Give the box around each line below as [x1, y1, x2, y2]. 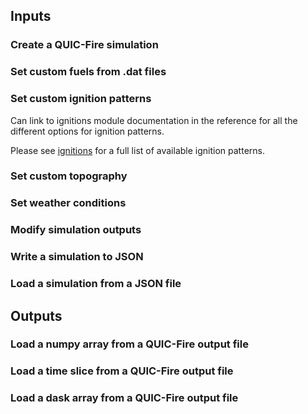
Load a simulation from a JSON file [10, 277, 182, 291]
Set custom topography [10, 169, 128, 183]
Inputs [10, 8, 52, 25]
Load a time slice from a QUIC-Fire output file [10, 364, 234, 378]
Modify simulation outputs [10, 223, 142, 237]
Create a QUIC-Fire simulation [10, 38, 159, 52]
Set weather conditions [10, 196, 127, 210]
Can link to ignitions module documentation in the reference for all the [10, 114, 298, 126]
